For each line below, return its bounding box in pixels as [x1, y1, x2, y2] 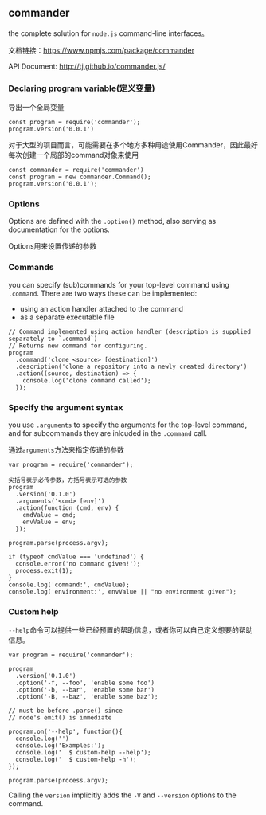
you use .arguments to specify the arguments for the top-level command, [8, 420, 248, 429]
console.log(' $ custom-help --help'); [15, 749, 151, 757]
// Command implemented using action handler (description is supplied [8, 327, 251, 335]
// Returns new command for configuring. [8, 342, 148, 350]
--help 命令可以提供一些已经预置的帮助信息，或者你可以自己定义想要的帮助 [8, 625, 253, 635]
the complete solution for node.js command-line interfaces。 [8, 28, 209, 38]
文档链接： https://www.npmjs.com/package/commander [8, 45, 195, 55]
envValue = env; [22, 518, 77, 526]
